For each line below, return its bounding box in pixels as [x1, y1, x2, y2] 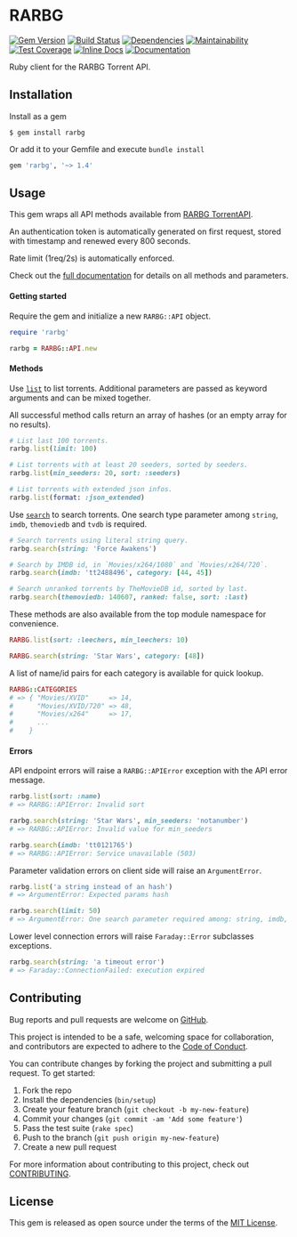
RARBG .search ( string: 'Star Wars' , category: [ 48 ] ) [9, 651, 205, 660]
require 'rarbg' [9, 327, 69, 336]
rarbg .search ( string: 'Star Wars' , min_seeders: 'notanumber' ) [9, 816, 249, 826]
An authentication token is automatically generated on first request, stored [9, 226, 282, 237]
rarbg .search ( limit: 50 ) [9, 907, 101, 916]
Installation [9, 87, 73, 102]
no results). [9, 419, 52, 430]
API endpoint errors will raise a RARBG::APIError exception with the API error [9, 765, 288, 776]
